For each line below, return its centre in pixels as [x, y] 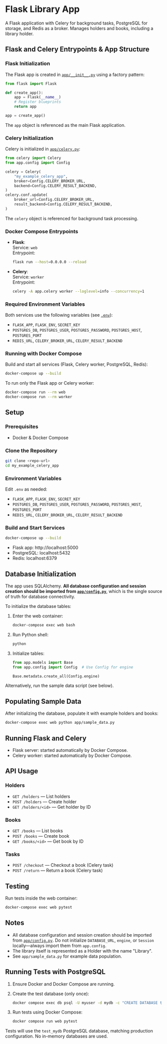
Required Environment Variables [45, 304]
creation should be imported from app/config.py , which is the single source [84, 591]
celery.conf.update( [27, 195]
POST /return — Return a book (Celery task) [58, 871]
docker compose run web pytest [45, 1022]
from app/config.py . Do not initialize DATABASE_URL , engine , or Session [83, 940]
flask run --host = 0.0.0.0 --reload [49, 262]
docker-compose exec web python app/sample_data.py [60, 723]
